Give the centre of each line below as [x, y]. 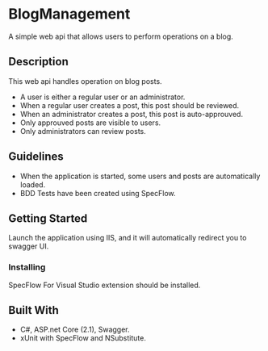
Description [38, 62]
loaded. [33, 184]
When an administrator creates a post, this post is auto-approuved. [132, 114]
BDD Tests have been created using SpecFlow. [98, 193]
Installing [27, 267]
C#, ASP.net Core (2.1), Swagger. [75, 330]
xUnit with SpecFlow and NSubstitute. [83, 338]
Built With [33, 310]
